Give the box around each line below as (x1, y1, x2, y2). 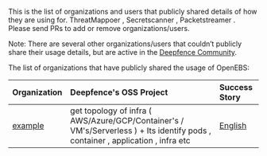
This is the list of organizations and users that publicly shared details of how (8, 7, 257, 16)
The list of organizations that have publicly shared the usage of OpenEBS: (8, 63, 250, 72)
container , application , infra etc (70, 135, 191, 146)
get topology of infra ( (70, 105, 153, 116)
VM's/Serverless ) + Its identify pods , (70, 125, 212, 136)
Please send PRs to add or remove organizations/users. (8, 24, 190, 33)
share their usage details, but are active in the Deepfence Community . (8, 48, 237, 57)
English (219, 120, 247, 131)
